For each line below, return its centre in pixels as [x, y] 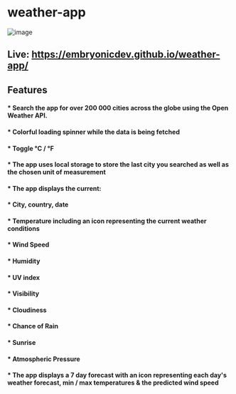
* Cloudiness [27, 310]
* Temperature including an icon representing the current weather [107, 221]
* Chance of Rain [33, 326]
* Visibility [23, 294]
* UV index [24, 277]
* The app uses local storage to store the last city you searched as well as [118, 165]
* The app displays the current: [54, 188]
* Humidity [24, 261]
